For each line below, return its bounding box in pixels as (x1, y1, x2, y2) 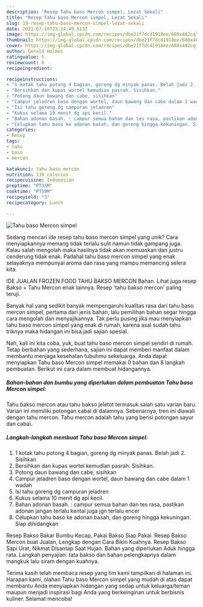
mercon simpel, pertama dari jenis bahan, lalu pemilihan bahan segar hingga (6, 308, 196, 316)
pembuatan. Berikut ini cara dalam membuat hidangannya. (6, 365, 152, 373)
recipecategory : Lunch (6, 199, 63, 206)
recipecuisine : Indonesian (6, 177, 74, 184)
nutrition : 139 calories (6, 171, 69, 177)
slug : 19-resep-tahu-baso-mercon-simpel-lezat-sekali (6, 20, 145, 26)
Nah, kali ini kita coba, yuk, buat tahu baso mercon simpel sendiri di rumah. (6, 339, 193, 347)
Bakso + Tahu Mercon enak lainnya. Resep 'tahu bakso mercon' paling (6, 284, 182, 291)
